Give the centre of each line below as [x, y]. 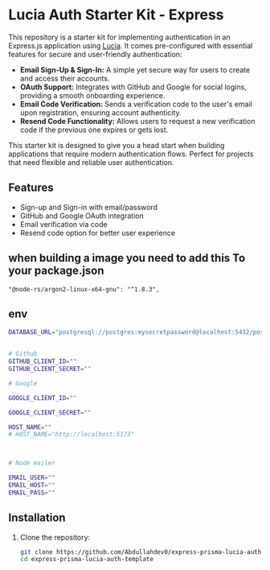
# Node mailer [32, 463]
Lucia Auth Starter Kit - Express [116, 15]
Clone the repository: [55, 537]
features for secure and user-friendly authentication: [95, 54]
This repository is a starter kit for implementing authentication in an [119, 37]
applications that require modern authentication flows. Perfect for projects [131, 154]
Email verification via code [63, 224]
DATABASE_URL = [32, 332]
